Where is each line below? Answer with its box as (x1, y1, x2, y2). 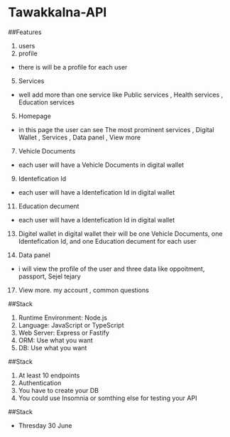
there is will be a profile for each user (18, 63, 128, 71)
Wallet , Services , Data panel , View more (18, 133, 141, 141)
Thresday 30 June (18, 421, 72, 430)
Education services (18, 97, 75, 107)
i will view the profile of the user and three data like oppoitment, (18, 264, 205, 273)
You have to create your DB (18, 386, 99, 394)
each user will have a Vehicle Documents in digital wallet (18, 161, 184, 169)
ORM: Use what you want (18, 335, 93, 345)
